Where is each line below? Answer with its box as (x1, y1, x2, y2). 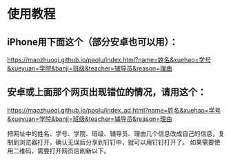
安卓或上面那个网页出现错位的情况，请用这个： (7, 86, 207, 98)
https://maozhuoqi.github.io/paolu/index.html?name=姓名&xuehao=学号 (7, 56, 212, 64)
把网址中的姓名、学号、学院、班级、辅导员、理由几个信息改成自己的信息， (7, 129, 219, 138)
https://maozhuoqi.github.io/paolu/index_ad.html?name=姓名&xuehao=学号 (7, 106, 221, 114)
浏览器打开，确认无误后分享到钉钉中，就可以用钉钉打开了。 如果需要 (19, 138, 214, 146)
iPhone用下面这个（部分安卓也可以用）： (7, 36, 179, 48)
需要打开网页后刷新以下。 (37, 146, 110, 155)
